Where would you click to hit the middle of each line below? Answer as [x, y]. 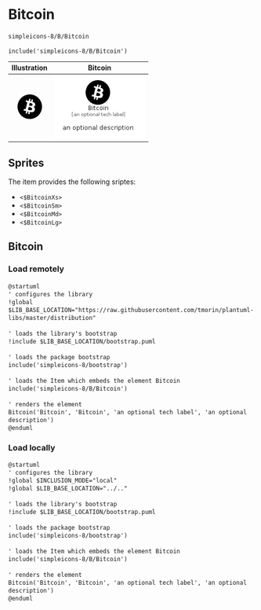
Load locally [32, 447]
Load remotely [36, 269]
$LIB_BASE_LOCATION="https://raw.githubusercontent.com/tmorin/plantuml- [131, 310]
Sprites [26, 163]
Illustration [30, 68]
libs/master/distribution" [52, 318]
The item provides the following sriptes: [72, 182]
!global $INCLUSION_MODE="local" [63, 480]
